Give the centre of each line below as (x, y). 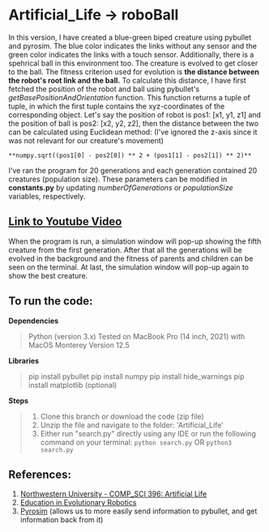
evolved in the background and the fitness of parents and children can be (131, 258)
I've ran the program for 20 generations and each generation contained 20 (133, 170)
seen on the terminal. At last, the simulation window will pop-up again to (129, 267)
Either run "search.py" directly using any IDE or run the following (148, 433)
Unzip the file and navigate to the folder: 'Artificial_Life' (132, 425)
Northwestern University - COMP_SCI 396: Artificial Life (113, 494)
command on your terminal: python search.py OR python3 (136, 442)
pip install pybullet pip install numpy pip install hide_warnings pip (136, 376)
